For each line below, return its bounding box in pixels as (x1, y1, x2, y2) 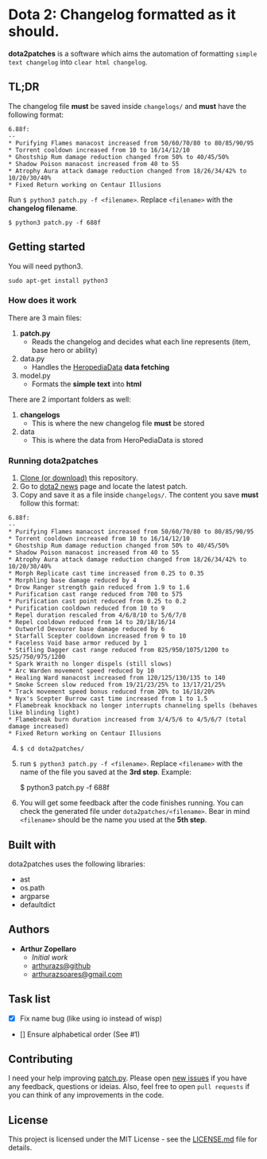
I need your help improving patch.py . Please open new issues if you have (8, 1073, 248, 1083)
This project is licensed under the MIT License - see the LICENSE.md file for (8, 1134, 257, 1144)
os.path (19, 882, 45, 892)
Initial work (31, 952, 68, 962)
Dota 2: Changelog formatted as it (8, 6, 237, 24)
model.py (19, 370, 51, 380)
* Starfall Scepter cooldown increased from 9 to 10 (8, 632, 187, 641)
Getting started (8, 240, 86, 254)
